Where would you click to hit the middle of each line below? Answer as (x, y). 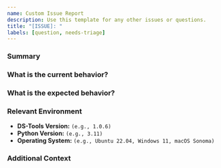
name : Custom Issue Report (45, 13)
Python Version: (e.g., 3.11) (60, 133)
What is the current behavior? (58, 74)
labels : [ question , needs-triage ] (56, 32)
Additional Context (39, 158)
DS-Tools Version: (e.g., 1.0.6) (64, 126)
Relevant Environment (44, 111)
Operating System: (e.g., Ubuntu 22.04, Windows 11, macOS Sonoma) (116, 141)
